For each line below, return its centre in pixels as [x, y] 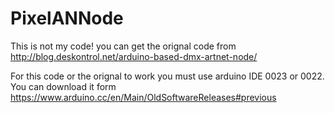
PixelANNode [67, 18]
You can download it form [63, 86]
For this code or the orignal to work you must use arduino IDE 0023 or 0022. [167, 76]
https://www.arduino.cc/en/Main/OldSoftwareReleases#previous [143, 97]
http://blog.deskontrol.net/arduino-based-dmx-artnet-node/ [134, 56]
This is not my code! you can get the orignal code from [123, 46]
